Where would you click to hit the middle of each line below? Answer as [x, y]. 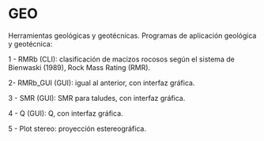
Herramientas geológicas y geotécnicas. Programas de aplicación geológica [132, 35]
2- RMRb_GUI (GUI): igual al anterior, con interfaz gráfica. [102, 83]
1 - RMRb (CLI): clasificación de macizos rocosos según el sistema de [121, 59]
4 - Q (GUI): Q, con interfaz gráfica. [66, 113]
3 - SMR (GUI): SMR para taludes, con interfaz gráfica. [97, 98]
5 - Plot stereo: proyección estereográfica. [77, 128]
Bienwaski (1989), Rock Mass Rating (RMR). [79, 67]
